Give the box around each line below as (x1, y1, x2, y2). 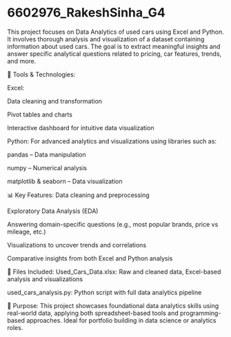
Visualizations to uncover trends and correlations (7, 241, 147, 249)
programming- (179, 309, 221, 317)
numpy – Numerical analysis (7, 163, 88, 172)
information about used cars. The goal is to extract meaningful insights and (7, 42, 221, 50)
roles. (7, 323, 23, 331)
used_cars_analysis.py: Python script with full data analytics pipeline (7, 288, 202, 296)
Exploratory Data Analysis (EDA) (7, 207, 99, 215)
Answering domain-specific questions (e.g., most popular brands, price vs (7, 220, 219, 228)
